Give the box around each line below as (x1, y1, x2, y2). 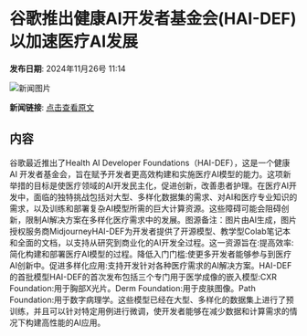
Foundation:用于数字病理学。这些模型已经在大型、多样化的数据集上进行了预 (9, 294, 294, 305)
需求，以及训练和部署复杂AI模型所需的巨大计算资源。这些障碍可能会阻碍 (9, 203, 281, 214)
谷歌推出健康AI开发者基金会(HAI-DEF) (9, 8, 297, 29)
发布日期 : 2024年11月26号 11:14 (9, 63, 126, 74)
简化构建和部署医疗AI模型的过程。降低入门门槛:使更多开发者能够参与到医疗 (9, 248, 292, 259)
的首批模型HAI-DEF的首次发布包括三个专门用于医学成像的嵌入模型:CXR (9, 271, 277, 282)
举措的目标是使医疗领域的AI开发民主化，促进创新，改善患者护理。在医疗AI (9, 180, 290, 191)
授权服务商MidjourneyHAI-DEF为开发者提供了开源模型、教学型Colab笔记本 (9, 226, 291, 236)
